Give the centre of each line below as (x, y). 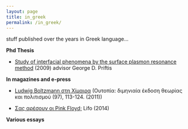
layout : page (22, 11)
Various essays (25, 120)
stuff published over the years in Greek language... (68, 39)
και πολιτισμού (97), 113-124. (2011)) (58, 97)
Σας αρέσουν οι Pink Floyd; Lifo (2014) (62, 108)
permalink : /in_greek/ (34, 22)
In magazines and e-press (38, 79)
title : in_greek (26, 17)
